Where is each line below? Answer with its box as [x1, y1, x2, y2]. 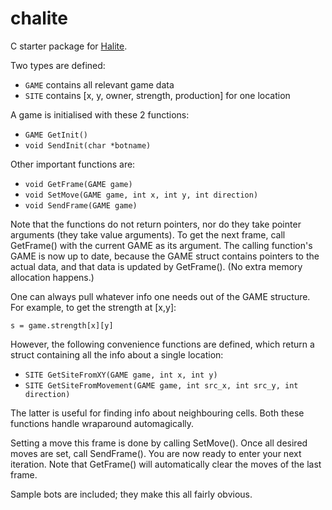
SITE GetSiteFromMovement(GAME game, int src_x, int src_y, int [24, 380, 299, 391]
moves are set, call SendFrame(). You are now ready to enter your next [10, 447, 302, 459]
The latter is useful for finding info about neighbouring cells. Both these [10, 407, 305, 419]
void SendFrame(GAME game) [24, 200, 138, 211]
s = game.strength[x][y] [10, 320, 114, 331]
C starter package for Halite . [10, 40, 128, 52]
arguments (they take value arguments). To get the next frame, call [10, 228, 286, 241]
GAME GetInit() [24, 130, 89, 140]
